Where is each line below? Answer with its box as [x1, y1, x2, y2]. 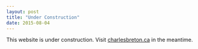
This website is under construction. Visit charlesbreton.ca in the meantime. [6, 36, 193, 44]
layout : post [6, 8, 39, 15]
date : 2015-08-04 [6, 20, 50, 26]
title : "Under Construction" [6, 14, 80, 20]
